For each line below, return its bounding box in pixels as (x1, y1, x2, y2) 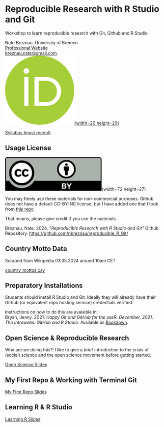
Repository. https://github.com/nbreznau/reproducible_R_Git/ (5, 230, 129, 236)
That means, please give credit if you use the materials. (5, 215, 117, 222)
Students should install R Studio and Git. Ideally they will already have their (5, 294, 156, 300)
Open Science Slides (5, 362, 48, 368)
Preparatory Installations (5, 281, 83, 289)
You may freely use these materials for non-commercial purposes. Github (5, 196, 154, 201)
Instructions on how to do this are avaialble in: (5, 309, 98, 315)
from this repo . (5, 206, 35, 212)
